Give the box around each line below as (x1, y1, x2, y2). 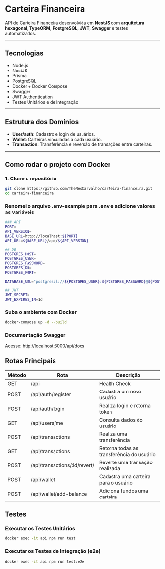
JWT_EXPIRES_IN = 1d (5, 297, 43, 302)
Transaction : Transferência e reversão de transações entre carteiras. (12, 142, 153, 147)
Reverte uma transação (99, 459, 153, 465)
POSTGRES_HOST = (5, 251, 36, 257)
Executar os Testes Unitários (5, 525, 75, 532)
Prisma (12, 72, 27, 78)
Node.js (12, 62, 28, 68)
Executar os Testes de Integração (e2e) (5, 548, 101, 555)
